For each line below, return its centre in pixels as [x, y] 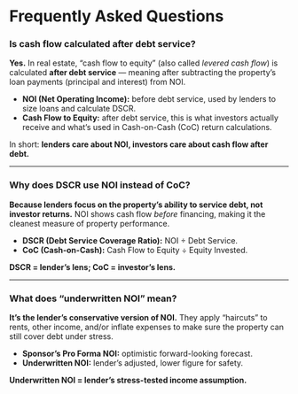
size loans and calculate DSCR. [79, 109]
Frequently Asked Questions [117, 16]
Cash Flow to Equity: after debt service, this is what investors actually [150, 118]
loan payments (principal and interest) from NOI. [98, 82]
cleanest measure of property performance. [90, 223]
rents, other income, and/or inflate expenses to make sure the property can [147, 327]
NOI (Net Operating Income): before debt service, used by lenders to [149, 99]
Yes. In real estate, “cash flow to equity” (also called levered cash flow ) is [144, 63]
